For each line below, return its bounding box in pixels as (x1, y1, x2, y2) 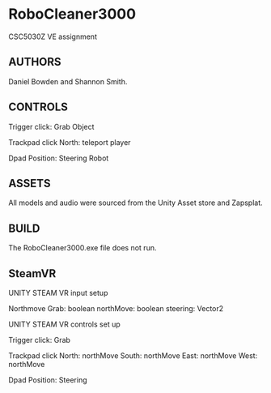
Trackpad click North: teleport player (8, 137, 131, 147)
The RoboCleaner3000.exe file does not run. (8, 243, 157, 253)
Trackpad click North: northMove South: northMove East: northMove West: (8, 351, 258, 361)
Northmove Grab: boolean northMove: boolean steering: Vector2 (8, 304, 224, 313)
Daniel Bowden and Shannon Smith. (8, 76, 128, 86)
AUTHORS (8, 55, 62, 69)
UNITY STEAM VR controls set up (8, 319, 121, 329)
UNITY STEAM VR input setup (8, 288, 108, 297)
